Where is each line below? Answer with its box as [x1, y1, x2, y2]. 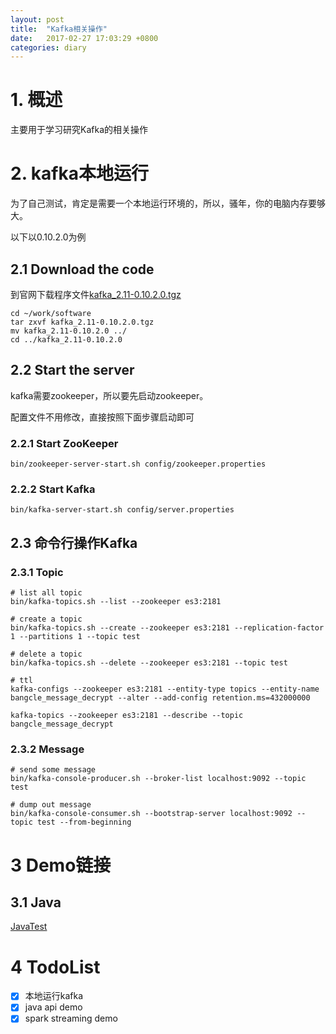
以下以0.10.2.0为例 [10, 231, 87, 243]
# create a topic [10, 614, 83, 625]
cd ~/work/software [10, 308, 92, 318]
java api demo [24, 1001, 83, 1013]
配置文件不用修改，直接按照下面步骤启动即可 [10, 411, 195, 423]
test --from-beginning [36, 817, 132, 828]
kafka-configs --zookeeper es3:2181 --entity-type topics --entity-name [10, 684, 320, 695]
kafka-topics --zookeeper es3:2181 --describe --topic [10, 711, 244, 721]
